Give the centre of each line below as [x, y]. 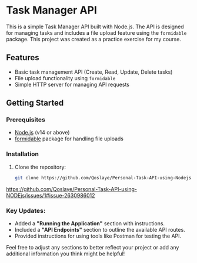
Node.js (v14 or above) [42, 133]
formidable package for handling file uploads [69, 139]
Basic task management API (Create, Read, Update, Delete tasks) [94, 72]
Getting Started [35, 103]
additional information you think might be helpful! [66, 254]
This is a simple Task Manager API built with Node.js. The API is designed [95, 27]
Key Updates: [26, 211]
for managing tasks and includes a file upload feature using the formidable [96, 32]
